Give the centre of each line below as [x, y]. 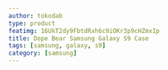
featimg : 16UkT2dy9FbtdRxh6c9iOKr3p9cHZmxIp [84, 31]
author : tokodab [35, 16]
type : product [32, 23]
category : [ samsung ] [43, 53]
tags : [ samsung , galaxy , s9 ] [57, 46]
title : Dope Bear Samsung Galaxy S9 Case [79, 38]
